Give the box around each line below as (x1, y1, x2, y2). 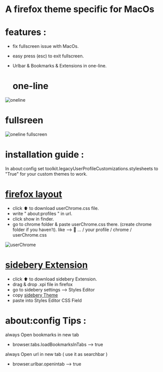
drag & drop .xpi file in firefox (12, 281, 73, 287)
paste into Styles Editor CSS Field (12, 297, 82, 303)
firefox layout (5, 189, 62, 200)
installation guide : (5, 149, 84, 161)
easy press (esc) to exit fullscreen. (12, 53, 84, 59)
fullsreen (5, 115, 44, 126)
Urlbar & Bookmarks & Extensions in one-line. (12, 63, 107, 69)
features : (5, 27, 47, 38)
